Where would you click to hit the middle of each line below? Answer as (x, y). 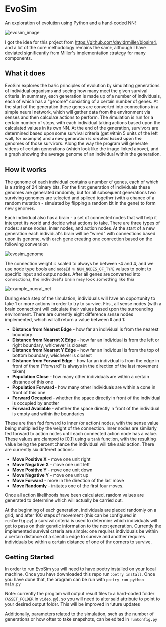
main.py (13, 584)
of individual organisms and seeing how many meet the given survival (76, 91)
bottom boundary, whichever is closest (52, 355)
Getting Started (29, 557)
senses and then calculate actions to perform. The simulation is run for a (79, 117)
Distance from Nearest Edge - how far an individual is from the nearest (85, 329)
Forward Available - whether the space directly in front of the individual (86, 408)
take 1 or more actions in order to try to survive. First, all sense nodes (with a (83, 303)
